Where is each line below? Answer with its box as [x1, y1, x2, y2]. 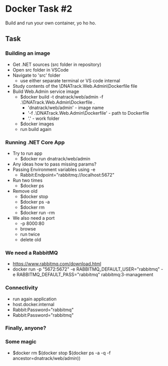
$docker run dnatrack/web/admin [20, 155, 91, 161]
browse [20, 225, 36, 231]
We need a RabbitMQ [5, 249, 58, 256]
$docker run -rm [20, 209, 55, 216]
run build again [20, 126, 52, 132]
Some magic [5, 338, 37, 345]
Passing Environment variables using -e [12, 166, 96, 173]
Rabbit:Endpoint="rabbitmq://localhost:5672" [20, 172, 115, 178]
